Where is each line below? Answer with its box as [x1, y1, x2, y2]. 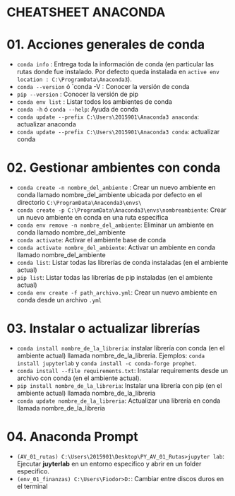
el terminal [16, 482, 48, 490]
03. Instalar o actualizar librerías [6, 321, 200, 336]
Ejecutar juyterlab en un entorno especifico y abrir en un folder [16, 459, 202, 468]
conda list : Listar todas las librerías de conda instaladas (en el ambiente [16, 259, 229, 267]
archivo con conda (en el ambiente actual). [16, 374, 142, 382]
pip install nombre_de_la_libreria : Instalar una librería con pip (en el [16, 382, 222, 389]
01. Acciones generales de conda [6, 37, 205, 53]
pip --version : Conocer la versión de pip [16, 90, 139, 99]
